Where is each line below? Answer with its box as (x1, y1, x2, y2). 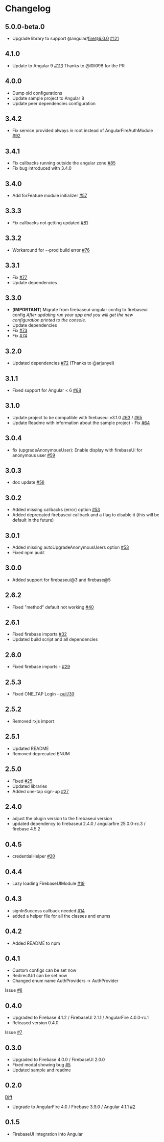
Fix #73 (12, 327, 28, 334)
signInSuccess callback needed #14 (12, 907, 85, 913)
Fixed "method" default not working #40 (12, 604, 94, 610)
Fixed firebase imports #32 (12, 631, 67, 637)
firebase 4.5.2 (12, 826, 41, 832)
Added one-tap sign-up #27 (12, 788, 69, 794)
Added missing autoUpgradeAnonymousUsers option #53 (12, 544, 129, 550)
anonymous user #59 (12, 452, 55, 458)
